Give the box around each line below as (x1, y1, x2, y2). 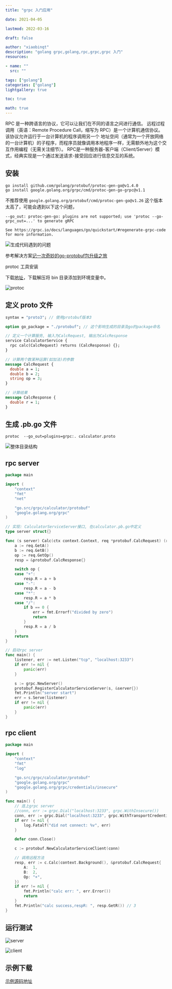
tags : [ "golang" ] (5, 78, 42, 83)
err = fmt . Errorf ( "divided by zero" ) (32, 610, 114, 615)
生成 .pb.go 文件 (5, 420, 57, 429)
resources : (5, 55, 29, 60)
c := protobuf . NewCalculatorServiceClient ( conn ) (14, 846, 120, 851)
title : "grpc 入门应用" (5, 7, 53, 13)
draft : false (5, 35, 33, 41)
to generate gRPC (37, 218, 74, 224)
